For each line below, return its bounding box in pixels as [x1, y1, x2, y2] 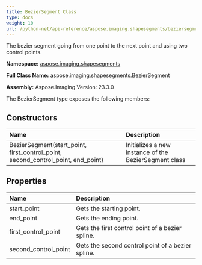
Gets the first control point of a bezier [76, 223, 182, 232]
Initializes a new [126, 141, 171, 149]
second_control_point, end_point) [9, 156, 104, 164]
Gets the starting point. [76, 204, 141, 213]
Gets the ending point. [76, 214, 139, 222]
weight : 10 [6, 20, 34, 26]
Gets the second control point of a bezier [76, 241, 192, 249]
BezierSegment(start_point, [9, 141, 87, 149]
